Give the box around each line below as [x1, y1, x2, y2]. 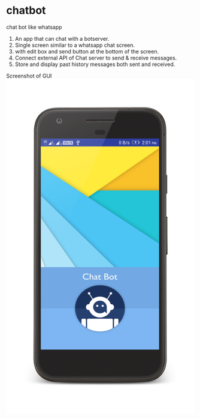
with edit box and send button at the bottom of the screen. [14, 47, 159, 55]
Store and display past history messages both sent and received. [14, 61, 175, 68]
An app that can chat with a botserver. [14, 35, 110, 42]
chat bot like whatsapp [6, 23, 62, 31]
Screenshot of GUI [6, 72, 52, 79]
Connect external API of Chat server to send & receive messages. [14, 54, 177, 61]
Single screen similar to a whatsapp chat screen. [14, 41, 135, 49]
